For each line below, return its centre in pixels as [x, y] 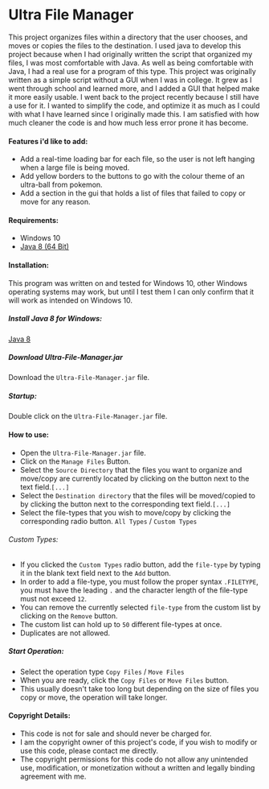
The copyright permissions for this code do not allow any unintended [134, 759]
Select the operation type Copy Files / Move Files [102, 671]
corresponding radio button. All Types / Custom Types [108, 521]
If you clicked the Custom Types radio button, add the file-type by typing [140, 564]
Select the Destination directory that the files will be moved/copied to [137, 495]
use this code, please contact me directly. [89, 751]
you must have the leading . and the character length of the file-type [134, 590]
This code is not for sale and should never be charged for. [116, 733]
